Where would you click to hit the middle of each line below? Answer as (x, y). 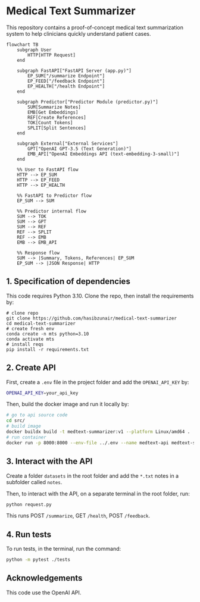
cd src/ (16, 421)
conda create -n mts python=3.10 (48, 334)
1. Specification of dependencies (68, 282)
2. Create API (31, 368)
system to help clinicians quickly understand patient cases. (79, 33)
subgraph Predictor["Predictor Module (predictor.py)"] (88, 102)
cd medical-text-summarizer (41, 323)
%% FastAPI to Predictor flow (54, 195)
